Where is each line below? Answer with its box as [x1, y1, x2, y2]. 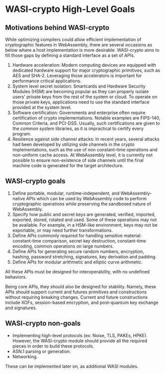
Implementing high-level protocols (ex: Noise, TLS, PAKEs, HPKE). [12, 332, 148, 338]
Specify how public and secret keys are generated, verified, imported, [12, 211, 156, 217]
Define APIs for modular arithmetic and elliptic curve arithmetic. [12, 259, 143, 265]
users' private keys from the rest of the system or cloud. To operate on [12, 94, 158, 100]
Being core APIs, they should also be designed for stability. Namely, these [5, 283, 157, 289]
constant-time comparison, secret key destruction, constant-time [12, 238, 146, 244]
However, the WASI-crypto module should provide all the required [12, 338, 148, 344]
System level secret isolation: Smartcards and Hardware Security [12, 83, 146, 89]
